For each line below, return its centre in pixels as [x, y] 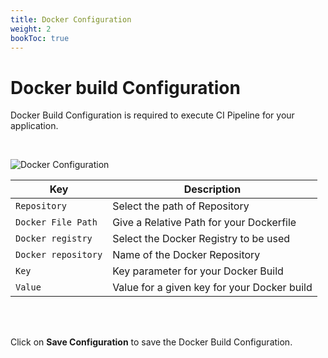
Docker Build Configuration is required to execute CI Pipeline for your [152, 115]
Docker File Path [56, 222]
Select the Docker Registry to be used [201, 239]
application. [34, 126]
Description [212, 189]
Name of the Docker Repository [186, 255]
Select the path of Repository [181, 206]
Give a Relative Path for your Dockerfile [204, 223]
